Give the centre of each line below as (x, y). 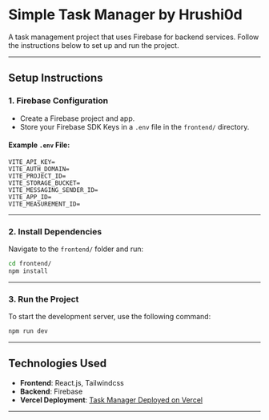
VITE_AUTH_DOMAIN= (39, 169)
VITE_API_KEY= (32, 162)
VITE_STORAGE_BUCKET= (44, 183)
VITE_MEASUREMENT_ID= (44, 204)
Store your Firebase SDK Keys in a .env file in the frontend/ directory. (134, 126)
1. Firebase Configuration (58, 101)
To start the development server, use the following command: (110, 317)
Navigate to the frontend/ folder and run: (76, 249)
